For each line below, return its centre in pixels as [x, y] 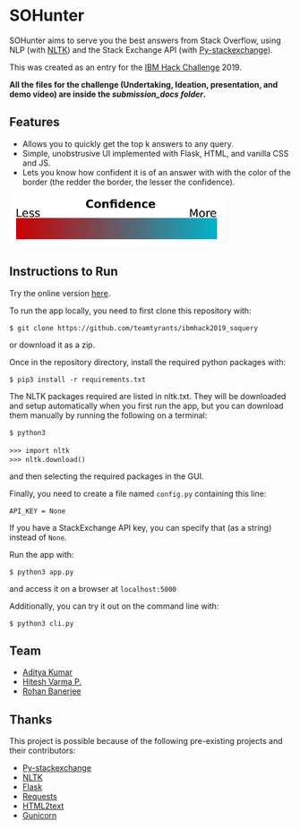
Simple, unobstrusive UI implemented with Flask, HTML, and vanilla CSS [155, 153]
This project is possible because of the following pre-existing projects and [146, 741]
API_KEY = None [38, 511]
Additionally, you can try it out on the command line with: [114, 606]
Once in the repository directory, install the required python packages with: [148, 362]
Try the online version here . [60, 293]
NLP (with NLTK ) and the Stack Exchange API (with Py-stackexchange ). [141, 49]
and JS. [36, 163]
